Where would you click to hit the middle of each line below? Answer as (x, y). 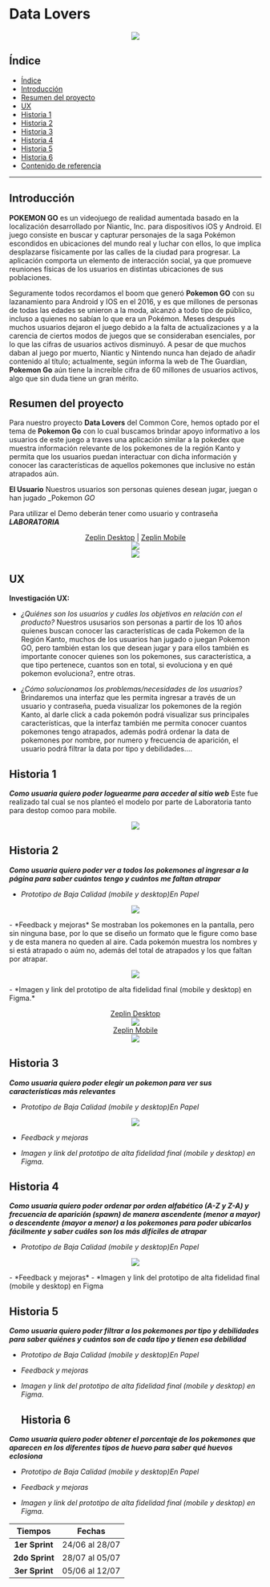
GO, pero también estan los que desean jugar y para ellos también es (135, 648)
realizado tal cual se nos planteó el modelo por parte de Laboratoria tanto (130, 802)
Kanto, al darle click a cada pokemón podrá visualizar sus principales (135, 714)
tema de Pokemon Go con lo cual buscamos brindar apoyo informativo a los (135, 431)
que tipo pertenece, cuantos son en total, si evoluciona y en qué (127, 665)
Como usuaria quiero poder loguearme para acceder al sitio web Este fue (134, 793)
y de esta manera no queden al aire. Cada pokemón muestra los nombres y (133, 942)
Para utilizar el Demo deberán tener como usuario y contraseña (114, 514)
